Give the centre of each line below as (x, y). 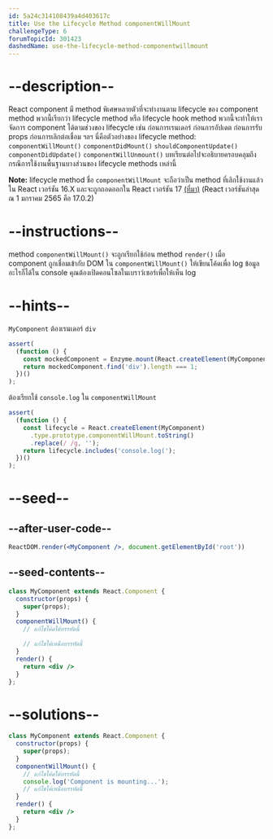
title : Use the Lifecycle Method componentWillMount (100, 24)
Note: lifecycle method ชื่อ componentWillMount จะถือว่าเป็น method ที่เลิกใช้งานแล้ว (136, 180)
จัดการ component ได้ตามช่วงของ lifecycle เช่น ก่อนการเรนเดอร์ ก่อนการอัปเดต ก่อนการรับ (135, 128)
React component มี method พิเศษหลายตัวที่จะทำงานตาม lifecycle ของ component (133, 109)
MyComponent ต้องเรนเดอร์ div (52, 328)
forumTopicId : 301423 (45, 39)
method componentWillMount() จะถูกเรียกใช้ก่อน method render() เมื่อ (117, 254)
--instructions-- (64, 232)
